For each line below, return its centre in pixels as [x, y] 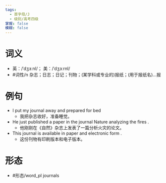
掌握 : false [17, 23]
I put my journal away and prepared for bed [56, 110]
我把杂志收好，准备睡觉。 [46, 116]
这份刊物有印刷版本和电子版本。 [52, 139]
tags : [11, 10]
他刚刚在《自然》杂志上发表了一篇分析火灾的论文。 [72, 128]
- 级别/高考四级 [24, 19]
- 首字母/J [20, 14]
